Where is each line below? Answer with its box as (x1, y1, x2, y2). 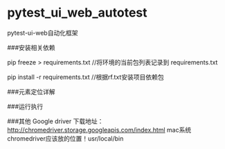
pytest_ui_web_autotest (7, 5, 147, 21)
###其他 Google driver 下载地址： (7, 116, 104, 125)
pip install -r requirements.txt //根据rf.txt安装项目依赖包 (7, 73, 164, 81)
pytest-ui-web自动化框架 (7, 28, 78, 37)
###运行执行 (7, 102, 44, 110)
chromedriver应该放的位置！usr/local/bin (7, 134, 124, 143)
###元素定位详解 (7, 87, 55, 96)
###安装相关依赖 (7, 43, 55, 51)
